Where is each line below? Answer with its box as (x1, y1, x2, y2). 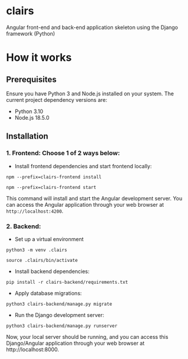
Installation (6, 132, 48, 142)
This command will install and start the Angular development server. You (6, 194, 183, 202)
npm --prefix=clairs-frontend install (6, 174, 102, 180)
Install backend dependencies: (14, 268, 90, 275)
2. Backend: (6, 222, 41, 230)
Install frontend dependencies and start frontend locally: (14, 162, 152, 169)
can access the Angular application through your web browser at (6, 201, 164, 208)
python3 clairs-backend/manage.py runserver (6, 323, 118, 329)
